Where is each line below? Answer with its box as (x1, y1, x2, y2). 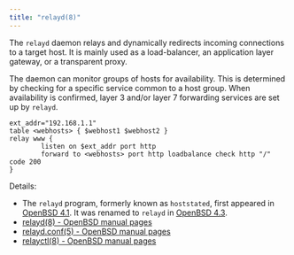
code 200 (9, 157, 42, 166)
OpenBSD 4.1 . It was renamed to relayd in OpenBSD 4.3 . (21, 207, 228, 218)
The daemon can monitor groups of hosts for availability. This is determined (9, 73, 286, 84)
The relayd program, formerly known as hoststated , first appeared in (21, 197, 275, 208)
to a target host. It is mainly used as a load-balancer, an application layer (9, 46, 275, 58)
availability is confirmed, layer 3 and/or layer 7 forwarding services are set (9, 92, 281, 103)
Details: (9, 181, 37, 191)
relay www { (9, 134, 53, 143)
